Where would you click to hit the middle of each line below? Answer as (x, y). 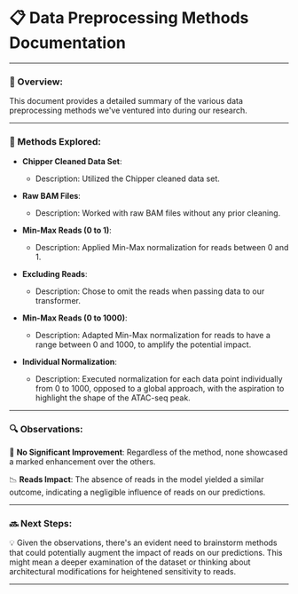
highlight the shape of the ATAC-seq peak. (113, 398)
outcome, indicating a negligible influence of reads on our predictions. (137, 492)
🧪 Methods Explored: (55, 142)
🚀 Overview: (36, 82)
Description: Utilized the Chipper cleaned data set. (127, 178)
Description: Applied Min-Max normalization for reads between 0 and (162, 247)
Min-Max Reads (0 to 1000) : (74, 318)
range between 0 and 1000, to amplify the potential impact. (143, 345)
